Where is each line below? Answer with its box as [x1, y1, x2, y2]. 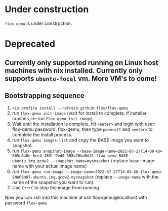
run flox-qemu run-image [12, 168, 64, 174]
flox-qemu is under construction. [5, 20, 72, 26]
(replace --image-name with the [95, 174, 159, 180]
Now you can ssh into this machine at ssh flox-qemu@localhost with [5, 194, 147, 201]
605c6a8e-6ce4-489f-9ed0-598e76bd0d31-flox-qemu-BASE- [12, 153, 131, 158]
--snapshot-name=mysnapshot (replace [51, 158, 129, 164]
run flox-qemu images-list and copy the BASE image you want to [12, 137, 149, 143]
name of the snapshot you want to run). [12, 179, 95, 186]
